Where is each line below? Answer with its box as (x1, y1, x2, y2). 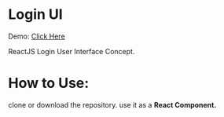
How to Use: (8, 75, 90, 92)
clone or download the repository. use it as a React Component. (8, 100, 217, 109)
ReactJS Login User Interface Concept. (8, 46, 135, 56)
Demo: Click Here (8, 31, 65, 41)
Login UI (8, 5, 63, 24)
